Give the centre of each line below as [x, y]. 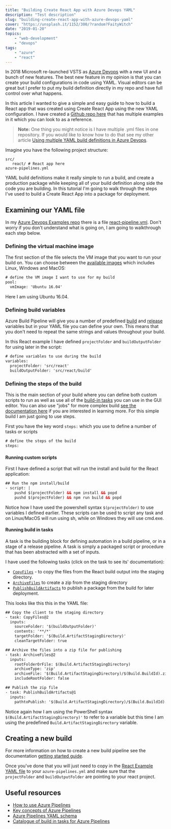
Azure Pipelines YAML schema [45, 816]
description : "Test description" [41, 15]
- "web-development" [36, 39]
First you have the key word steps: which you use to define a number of [81, 426]
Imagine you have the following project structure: [57, 150]
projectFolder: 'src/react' [40, 366]
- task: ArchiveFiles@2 [31, 655]
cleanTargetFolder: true [41, 641]
